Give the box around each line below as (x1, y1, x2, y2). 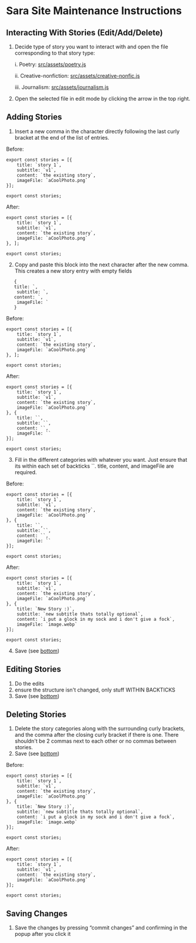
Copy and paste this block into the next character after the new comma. (14, 261, 189, 268)
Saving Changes (6, 908, 68, 918)
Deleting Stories (6, 710, 67, 720)
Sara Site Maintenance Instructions (6, 4, 182, 18)
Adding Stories (6, 112, 62, 122)
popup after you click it (14, 931, 71, 938)
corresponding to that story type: (14, 49, 95, 57)
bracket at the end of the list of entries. (14, 134, 109, 141)
